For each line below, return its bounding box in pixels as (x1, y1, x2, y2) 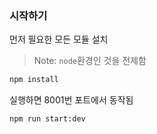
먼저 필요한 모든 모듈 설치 (9, 33, 109, 46)
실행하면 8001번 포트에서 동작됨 (9, 94, 134, 106)
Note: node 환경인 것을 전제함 (33, 55, 147, 67)
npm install (9, 75, 59, 85)
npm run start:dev (9, 114, 86, 124)
